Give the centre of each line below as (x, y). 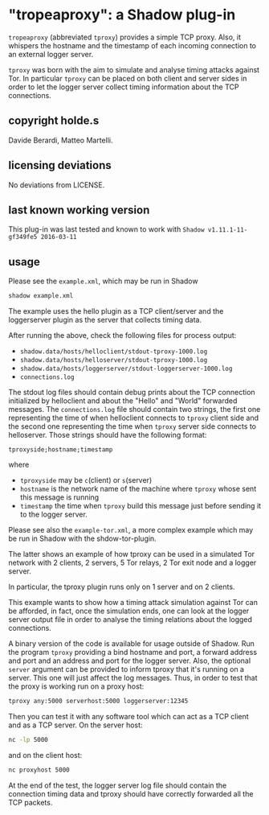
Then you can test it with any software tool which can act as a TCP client (128, 716)
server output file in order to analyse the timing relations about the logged (130, 619)
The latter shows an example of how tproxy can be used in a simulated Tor (132, 554)
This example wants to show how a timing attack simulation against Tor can (133, 603)
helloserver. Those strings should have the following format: (108, 435)
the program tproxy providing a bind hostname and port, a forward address (133, 652)
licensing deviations (60, 165)
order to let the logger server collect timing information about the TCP (124, 87)
